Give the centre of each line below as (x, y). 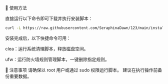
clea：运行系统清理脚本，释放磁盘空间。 (47, 48)
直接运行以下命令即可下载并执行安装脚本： (49, 18)
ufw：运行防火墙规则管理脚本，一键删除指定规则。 (57, 59)
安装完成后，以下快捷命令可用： (38, 38)
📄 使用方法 (16, 8)
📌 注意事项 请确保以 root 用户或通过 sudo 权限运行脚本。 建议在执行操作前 (81, 70)
